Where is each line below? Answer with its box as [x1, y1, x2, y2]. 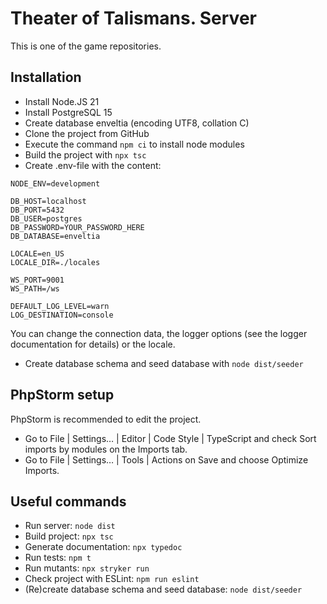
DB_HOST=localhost [10, 196, 87, 206]
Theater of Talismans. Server [10, 7, 257, 30]
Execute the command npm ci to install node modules [24, 138, 245, 150]
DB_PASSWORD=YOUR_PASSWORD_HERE [10, 222, 145, 232]
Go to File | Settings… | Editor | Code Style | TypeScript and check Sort [24, 432, 317, 444]
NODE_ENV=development [10, 178, 101, 189]
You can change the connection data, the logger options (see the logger [10, 327, 308, 339]
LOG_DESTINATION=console [10, 310, 114, 320]
